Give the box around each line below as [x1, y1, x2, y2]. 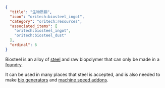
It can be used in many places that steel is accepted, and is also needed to [5, 71, 160, 77]
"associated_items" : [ [10, 23, 58, 29]
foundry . [5, 61, 23, 68]
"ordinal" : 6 [10, 42, 37, 48]
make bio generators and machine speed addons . [5, 76, 108, 83]
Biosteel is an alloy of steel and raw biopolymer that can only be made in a [5, 56, 160, 62]
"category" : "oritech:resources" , [10, 19, 82, 24]
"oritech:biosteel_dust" [14, 33, 67, 38]
